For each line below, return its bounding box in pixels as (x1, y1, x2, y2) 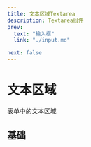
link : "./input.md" (13, 37, 71, 44)
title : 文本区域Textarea (7, 10, 76, 18)
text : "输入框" (13, 30, 55, 37)
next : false (7, 49, 42, 57)
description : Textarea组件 (7, 17, 84, 24)
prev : (7, 23, 23, 30)
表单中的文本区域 (7, 107, 57, 115)
